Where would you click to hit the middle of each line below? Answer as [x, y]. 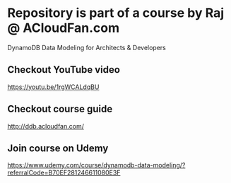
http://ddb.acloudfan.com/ [46, 126]
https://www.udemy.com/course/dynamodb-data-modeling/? [96, 165]
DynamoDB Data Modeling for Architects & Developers [87, 47]
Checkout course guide [60, 109]
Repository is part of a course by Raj [116, 13]
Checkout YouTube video [64, 70]
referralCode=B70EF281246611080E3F [64, 173]
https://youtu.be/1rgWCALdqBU [53, 87]
